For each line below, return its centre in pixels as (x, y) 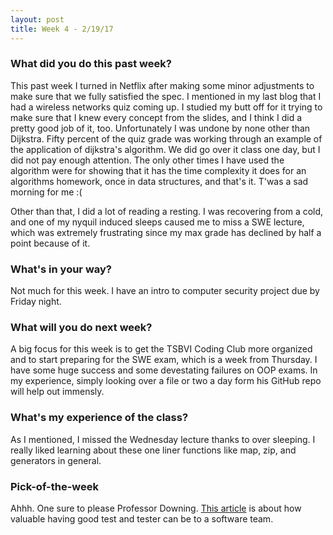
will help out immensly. (57, 392)
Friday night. (36, 302)
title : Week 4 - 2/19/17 (62, 29)
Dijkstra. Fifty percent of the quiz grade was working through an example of (166, 138)
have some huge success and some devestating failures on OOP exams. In (164, 370)
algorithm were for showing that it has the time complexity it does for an (158, 170)
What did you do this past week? (91, 64)
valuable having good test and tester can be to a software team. (142, 518)
